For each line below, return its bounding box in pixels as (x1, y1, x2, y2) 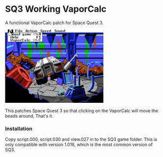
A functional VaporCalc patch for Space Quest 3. (5, 20, 104, 26)
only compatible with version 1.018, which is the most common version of (5, 142, 153, 148)
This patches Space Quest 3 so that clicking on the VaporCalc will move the (5, 107, 159, 114)
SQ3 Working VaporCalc (5, 3, 107, 15)
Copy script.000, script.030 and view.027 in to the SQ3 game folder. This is (5, 136, 158, 142)
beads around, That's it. (5, 113, 54, 119)
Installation (5, 125, 33, 132)
